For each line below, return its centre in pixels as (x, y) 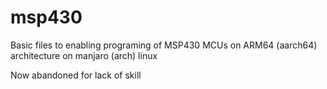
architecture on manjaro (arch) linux (84, 55)
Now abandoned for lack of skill (76, 75)
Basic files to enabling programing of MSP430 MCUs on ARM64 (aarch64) (164, 45)
